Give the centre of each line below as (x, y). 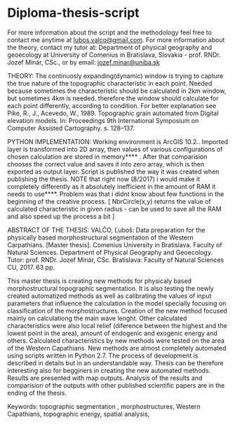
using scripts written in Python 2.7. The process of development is (103, 355)
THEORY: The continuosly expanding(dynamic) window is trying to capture (115, 76)
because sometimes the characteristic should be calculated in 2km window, (117, 91)
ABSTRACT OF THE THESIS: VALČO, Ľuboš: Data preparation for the (106, 230)
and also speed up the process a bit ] (61, 216)
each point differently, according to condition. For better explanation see (112, 105)
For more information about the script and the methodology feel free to (110, 32)
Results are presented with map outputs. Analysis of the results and (105, 378)
